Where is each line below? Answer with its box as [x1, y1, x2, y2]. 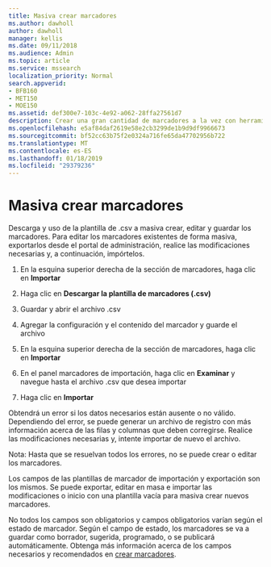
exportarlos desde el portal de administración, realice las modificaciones [8, 240, 250, 250]
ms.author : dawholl [8, 19, 74, 27]
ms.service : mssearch [8, 65, 81, 73]
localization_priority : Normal [8, 72, 114, 80]
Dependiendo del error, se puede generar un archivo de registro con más [8, 417, 252, 427]
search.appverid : [8, 79, 67, 87]
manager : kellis [8, 34, 63, 43]
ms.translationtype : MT [8, 139, 89, 148]
